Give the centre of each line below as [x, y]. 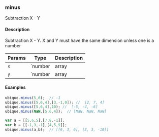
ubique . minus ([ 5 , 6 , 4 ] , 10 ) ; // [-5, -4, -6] [51, 107]
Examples [16, 87]
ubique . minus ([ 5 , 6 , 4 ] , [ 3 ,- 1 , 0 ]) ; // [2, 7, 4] [55, 103]
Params [17, 58]
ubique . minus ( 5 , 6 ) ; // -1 [33, 98]
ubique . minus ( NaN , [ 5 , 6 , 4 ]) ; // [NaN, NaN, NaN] [56, 112]
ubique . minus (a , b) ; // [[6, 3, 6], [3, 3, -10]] [57, 130]
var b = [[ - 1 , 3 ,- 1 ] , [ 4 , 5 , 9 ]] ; [36, 125]
